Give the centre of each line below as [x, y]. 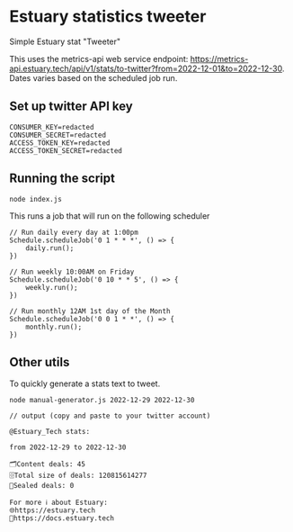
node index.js [36, 199]
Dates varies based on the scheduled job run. [93, 77]
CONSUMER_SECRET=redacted [58, 135]
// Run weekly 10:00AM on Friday [72, 272]
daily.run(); [50, 248]
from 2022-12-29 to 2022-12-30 [68, 447]
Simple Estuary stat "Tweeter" [65, 41]
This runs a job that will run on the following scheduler [110, 216]
